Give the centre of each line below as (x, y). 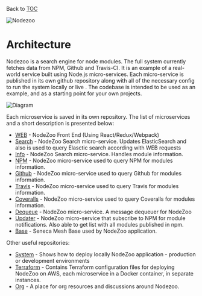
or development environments (52, 260)
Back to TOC (22, 9)
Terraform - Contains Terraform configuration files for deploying (95, 267)
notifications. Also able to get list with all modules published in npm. (99, 224)
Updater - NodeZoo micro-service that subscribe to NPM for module (100, 218)
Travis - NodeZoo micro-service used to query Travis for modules (97, 186)
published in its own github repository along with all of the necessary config (100, 80)
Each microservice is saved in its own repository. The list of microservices (98, 116)
